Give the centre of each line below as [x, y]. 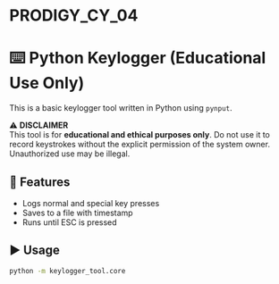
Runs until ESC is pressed [70, 222]
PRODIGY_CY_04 [74, 16]
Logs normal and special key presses [91, 203]
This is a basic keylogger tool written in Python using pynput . [121, 108]
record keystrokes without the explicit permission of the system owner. [140, 145]
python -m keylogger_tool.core [68, 271]
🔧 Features [40, 182]
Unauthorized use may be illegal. [70, 154]
